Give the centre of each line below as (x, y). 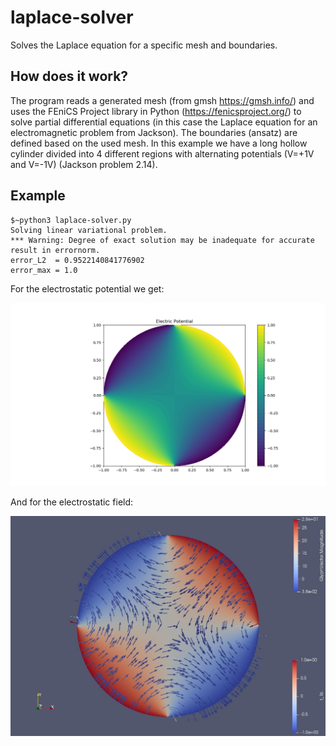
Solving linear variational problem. (89, 230)
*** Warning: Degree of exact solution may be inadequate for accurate (162, 240)
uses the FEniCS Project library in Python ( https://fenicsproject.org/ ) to (156, 111)
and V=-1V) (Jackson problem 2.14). (84, 164)
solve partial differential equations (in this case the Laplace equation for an (164, 122)
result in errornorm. (55, 250)
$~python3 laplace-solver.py (71, 220)
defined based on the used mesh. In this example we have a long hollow (159, 143)
